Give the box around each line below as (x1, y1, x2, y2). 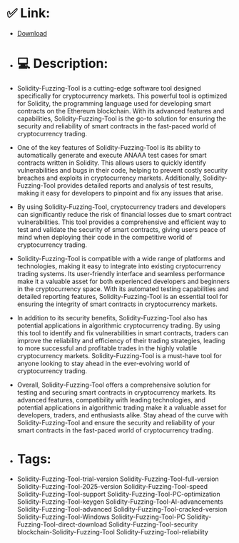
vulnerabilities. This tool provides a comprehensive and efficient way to (16, 218, 227, 226)
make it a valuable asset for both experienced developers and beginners (16, 277, 230, 285)
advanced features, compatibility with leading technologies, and (16, 395, 206, 404)
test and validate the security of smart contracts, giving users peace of (16, 225, 226, 233)
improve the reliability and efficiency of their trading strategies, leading (16, 336, 225, 345)
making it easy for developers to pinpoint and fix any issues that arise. (16, 188, 223, 197)
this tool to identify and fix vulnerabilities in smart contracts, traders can (16, 328, 229, 337)
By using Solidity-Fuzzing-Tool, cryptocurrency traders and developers (16, 202, 226, 211)
